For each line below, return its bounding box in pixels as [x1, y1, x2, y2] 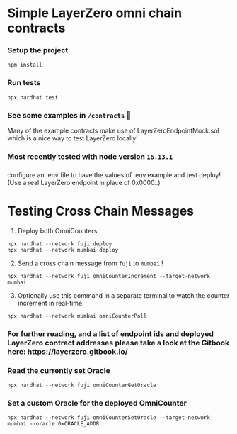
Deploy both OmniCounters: [17, 226, 99, 235]
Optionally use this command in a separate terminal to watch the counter [17, 291, 230, 299]
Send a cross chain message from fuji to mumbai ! [17, 259, 164, 267]
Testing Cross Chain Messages [7, 204, 195, 219]
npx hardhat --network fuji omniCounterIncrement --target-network [7, 272, 211, 279]
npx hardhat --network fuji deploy [7, 240, 112, 247]
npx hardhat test [7, 94, 59, 101]
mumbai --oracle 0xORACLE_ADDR [7, 421, 100, 428]
